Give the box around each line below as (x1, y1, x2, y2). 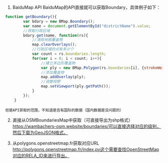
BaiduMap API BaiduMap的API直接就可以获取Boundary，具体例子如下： (12, 4, 161, 10)
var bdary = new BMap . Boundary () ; (23, 19, 95, 24)
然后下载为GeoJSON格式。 (12, 129, 68, 136)
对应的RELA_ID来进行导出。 (12, 153, 70, 159)
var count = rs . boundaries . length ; (31, 51, 106, 56)
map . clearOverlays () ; (31, 42, 77, 47)
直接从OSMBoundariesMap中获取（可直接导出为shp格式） (12, 117, 133, 123)
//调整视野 (40, 79, 61, 84)
